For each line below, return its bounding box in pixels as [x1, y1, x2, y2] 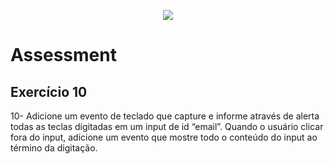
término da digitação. [10, 142, 98, 154]
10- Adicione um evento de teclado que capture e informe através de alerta [10, 110, 320, 122]
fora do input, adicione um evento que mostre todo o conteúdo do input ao [10, 131, 318, 143]
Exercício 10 [10, 83, 88, 100]
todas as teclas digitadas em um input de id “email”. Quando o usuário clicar [10, 121, 324, 132]
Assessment [10, 44, 117, 67]
